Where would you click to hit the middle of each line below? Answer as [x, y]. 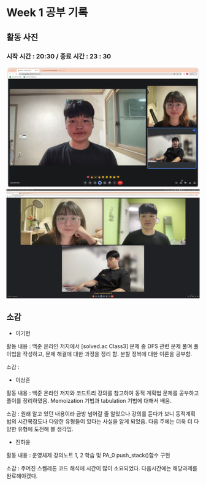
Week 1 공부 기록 [47, 13]
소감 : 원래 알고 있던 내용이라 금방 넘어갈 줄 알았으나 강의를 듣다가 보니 [90, 413]
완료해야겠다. [22, 476]
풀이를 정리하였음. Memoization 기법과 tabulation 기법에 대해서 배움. [89, 400]
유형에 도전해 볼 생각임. [45, 429]
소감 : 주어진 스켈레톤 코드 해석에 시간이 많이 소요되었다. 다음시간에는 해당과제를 [102, 468]
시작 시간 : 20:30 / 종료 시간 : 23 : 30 [59, 56]
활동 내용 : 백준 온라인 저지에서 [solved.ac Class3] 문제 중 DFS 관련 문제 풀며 [99, 346]
